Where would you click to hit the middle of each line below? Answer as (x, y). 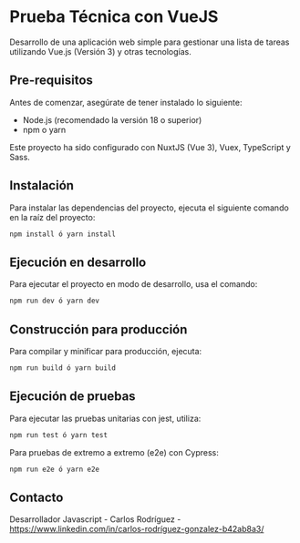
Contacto (36, 497)
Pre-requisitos (52, 81)
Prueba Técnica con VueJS (114, 17)
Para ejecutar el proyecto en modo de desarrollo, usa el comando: (134, 284)
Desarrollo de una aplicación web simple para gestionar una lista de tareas (150, 42)
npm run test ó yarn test (58, 435)
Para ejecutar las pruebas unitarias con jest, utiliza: (105, 418)
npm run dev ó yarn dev (55, 301)
